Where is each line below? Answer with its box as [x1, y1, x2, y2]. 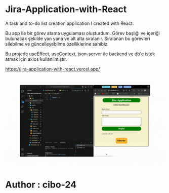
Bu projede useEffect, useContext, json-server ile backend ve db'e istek [5, 51, 155, 57]
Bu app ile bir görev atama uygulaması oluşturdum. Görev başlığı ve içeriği [5, 30, 160, 36]
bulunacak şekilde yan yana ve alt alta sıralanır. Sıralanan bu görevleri [5, 35, 150, 42]
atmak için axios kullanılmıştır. [5, 56, 67, 62]
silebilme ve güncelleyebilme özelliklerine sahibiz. [5, 41, 109, 47]
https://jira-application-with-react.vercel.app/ [5, 66, 100, 72]
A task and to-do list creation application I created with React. [5, 20, 134, 26]
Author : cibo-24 [5, 179, 77, 190]
